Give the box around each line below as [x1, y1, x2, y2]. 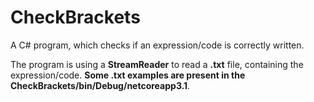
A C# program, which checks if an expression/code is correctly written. [10, 39, 305, 51]
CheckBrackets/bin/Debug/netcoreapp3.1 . [10, 79, 191, 91]
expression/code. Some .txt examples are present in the [10, 69, 246, 81]
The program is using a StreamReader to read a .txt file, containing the [10, 58, 304, 70]
